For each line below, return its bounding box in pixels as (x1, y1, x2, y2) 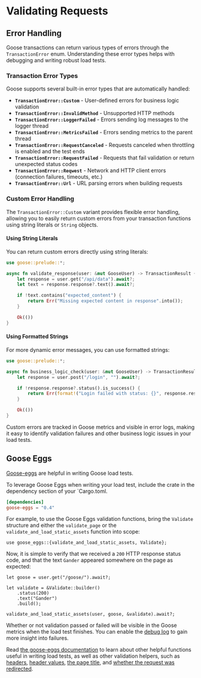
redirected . (6, 665, 33, 673)
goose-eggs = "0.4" (6, 505, 55, 511)
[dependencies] (6, 499, 44, 505)
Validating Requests (6, 4, 109, 18)
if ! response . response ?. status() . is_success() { (17, 385, 141, 391)
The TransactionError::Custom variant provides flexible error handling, (6, 208, 180, 215)
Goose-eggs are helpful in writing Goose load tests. (6, 469, 133, 477)
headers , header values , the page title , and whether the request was (6, 659, 175, 666)
